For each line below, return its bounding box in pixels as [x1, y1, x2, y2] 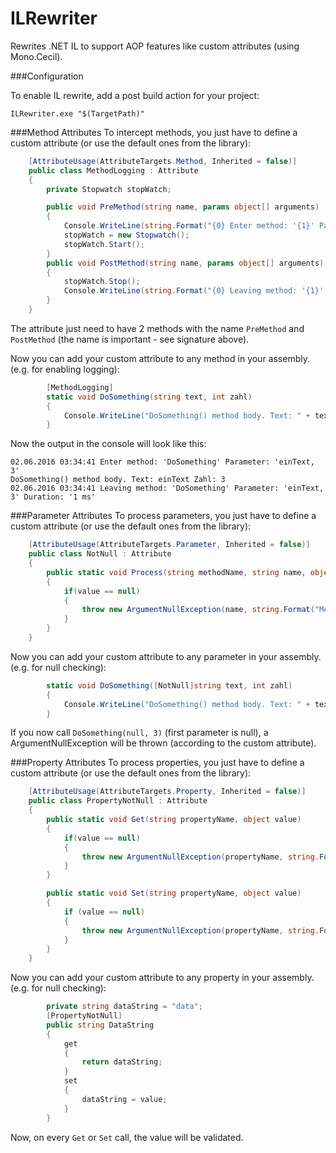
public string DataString [46, 1020, 155, 1030]
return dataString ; [81, 1057, 163, 1067]
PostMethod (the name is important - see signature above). [10, 333, 250, 345]
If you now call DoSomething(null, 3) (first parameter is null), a [10, 727, 269, 739]
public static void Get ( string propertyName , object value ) [46, 815, 302, 825]
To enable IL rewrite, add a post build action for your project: [10, 89, 260, 101]
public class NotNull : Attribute [28, 549, 172, 559]
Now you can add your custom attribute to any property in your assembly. [10, 972, 315, 984]
